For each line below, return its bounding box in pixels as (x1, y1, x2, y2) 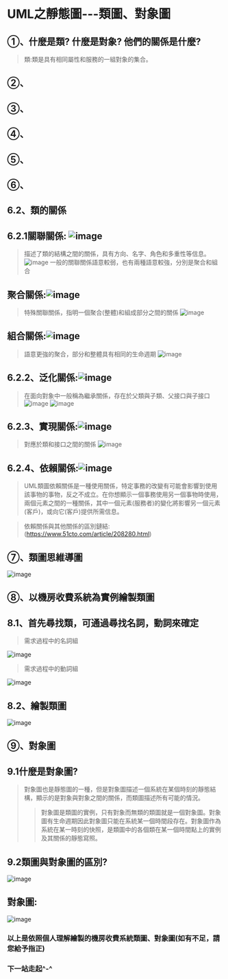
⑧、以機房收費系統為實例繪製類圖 (7, 592, 155, 603)
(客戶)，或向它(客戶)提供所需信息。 (23, 507, 123, 516)
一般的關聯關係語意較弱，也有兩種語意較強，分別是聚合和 (50, 258, 212, 266)
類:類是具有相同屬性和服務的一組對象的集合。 (23, 56, 152, 63)
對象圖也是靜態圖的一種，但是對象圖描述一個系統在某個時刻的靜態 (23, 785, 210, 794)
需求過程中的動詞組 (23, 665, 79, 673)
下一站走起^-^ (7, 964, 53, 974)
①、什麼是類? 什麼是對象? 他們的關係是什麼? (7, 36, 201, 47)
